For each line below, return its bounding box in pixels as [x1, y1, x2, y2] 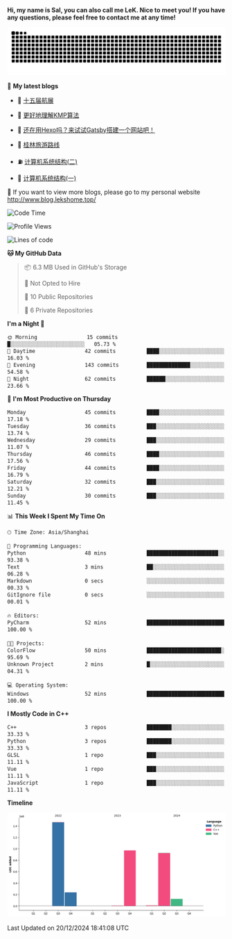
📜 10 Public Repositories [24, 292, 93, 301]
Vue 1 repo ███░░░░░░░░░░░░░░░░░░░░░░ [7, 765, 225, 772]
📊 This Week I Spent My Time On [7, 512, 105, 520]
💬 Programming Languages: [7, 542, 82, 550]
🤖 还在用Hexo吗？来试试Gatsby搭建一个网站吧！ [17, 125, 156, 134]
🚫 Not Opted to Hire [24, 279, 81, 287]
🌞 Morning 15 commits [7, 334, 118, 341]
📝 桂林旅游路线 [17, 140, 60, 149]
